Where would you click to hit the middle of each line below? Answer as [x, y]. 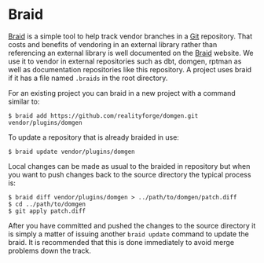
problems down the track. [50, 250]
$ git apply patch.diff [47, 211]
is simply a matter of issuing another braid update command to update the [128, 234]
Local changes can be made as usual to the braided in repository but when [129, 166]
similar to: [24, 101]
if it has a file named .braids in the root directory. [88, 78]
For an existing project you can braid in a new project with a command [122, 93]
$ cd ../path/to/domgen [47, 204]
